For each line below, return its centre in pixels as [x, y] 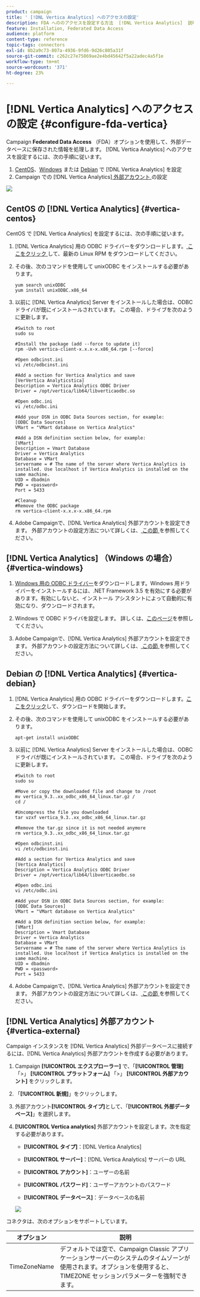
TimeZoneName [32, 1267]
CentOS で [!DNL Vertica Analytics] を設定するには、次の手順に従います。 [97, 234]
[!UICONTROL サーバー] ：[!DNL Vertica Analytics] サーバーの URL [105, 1159]
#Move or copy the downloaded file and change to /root [85, 791]
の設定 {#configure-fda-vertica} [87, 124]
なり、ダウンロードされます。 [62, 606]
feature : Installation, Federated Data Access [65, 28]
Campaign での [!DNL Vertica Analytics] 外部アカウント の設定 [91, 177]
